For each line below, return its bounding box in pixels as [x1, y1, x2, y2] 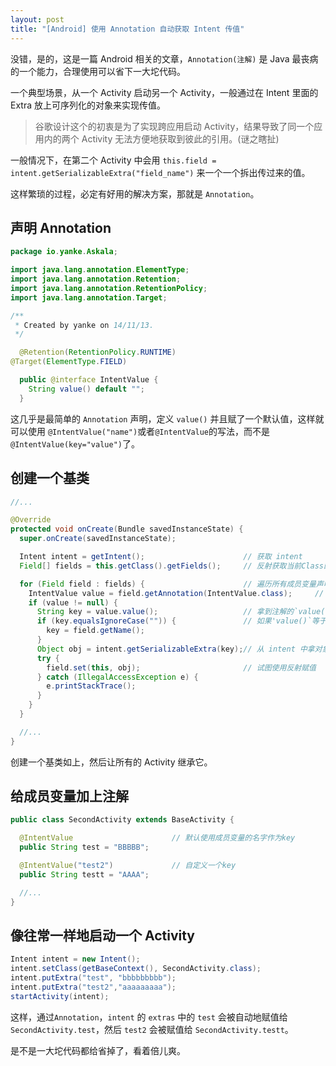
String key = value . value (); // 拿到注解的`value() [36, 607, 330, 617]
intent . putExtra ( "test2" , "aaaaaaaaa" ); [10, 982, 177, 992]
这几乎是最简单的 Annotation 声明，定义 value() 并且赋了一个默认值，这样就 [10, 412, 325, 425]
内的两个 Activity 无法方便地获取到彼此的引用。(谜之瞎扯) [43, 132, 280, 145]
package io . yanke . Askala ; [10, 247, 118, 257]
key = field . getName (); [46, 626, 145, 636]
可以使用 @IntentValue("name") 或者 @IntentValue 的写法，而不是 [10, 425, 271, 437]
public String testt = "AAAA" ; [19, 869, 150, 880]
